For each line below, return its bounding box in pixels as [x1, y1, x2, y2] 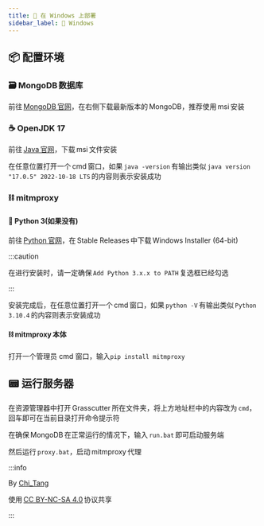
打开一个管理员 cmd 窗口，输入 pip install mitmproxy [8, 351, 185, 360]
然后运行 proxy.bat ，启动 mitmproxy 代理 [8, 446, 142, 456]
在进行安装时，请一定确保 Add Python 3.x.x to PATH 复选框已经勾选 [8, 267, 229, 277]
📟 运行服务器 [8, 377, 74, 391]
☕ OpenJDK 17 [8, 123, 66, 134]
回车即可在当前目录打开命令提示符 [8, 413, 120, 423]
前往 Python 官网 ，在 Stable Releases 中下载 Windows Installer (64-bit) [8, 236, 239, 245]
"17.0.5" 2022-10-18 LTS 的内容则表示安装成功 [8, 172, 161, 181]
